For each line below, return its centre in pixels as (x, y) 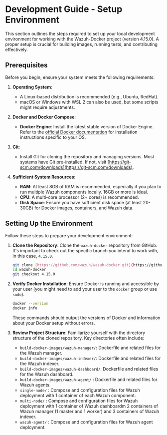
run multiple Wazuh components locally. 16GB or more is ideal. (84, 192)
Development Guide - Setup (64, 9)
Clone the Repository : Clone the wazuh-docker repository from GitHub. (85, 245)
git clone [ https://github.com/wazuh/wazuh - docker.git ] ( (73, 265)
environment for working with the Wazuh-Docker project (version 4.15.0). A (82, 39)
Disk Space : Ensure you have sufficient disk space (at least (81, 202)
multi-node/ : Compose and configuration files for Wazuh (79, 401)
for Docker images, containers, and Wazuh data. (84, 208)
